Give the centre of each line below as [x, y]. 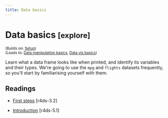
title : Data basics [26, 10]
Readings [20, 88]
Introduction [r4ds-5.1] [36, 110]
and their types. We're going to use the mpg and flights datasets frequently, [84, 67]
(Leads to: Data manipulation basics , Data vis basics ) [51, 53]
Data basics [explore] [48, 35]
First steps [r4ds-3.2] [35, 101]
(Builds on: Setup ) [21, 48]
